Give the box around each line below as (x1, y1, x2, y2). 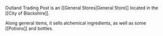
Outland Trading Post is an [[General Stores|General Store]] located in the (5, 5, 158, 11)
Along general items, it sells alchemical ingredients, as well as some (5, 20, 146, 26)
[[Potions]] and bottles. (5, 25, 53, 31)
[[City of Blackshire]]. (5, 10, 50, 16)
